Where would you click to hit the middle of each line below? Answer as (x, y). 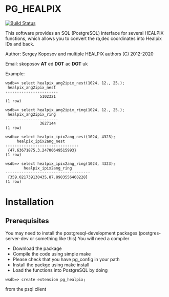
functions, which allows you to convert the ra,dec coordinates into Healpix (84, 38)
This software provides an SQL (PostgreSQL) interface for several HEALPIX (84, 33)
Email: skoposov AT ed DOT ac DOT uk (47, 63)
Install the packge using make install (51, 265)
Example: (15, 73)
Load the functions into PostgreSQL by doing (60, 270)
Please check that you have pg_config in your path (66, 259)
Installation (30, 202)
